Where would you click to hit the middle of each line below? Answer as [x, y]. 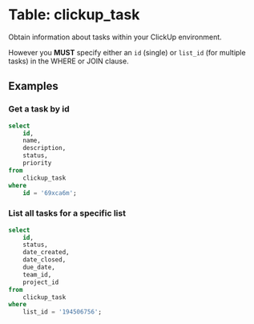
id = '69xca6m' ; [50, 193]
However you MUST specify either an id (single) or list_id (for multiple [127, 52]
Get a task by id [39, 109]
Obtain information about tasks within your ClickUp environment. [115, 37]
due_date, [39, 267]
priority [37, 163]
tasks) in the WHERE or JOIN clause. [69, 61]
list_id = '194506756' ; [62, 312]
